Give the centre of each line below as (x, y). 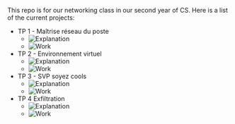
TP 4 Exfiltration (41, 99)
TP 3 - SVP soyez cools (52, 76)
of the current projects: (41, 18)
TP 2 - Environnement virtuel (59, 54)
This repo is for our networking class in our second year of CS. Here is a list (118, 10)
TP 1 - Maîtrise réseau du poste (63, 31)
